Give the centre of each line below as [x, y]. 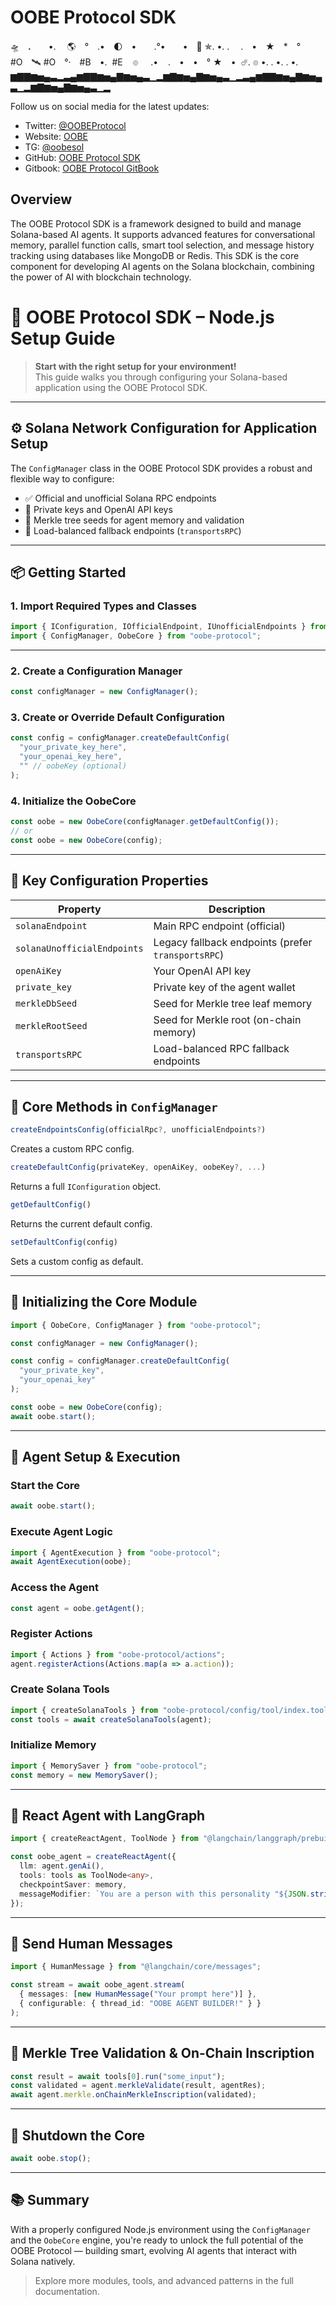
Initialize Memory [53, 1745]
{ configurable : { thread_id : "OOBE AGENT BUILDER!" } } [140, 2003]
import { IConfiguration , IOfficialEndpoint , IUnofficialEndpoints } [158, 627]
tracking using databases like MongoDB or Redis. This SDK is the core [155, 255]
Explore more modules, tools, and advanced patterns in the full [164, 2280]
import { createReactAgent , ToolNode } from [104, 1839]
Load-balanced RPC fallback [221, 1048]
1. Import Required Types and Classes [103, 606]
